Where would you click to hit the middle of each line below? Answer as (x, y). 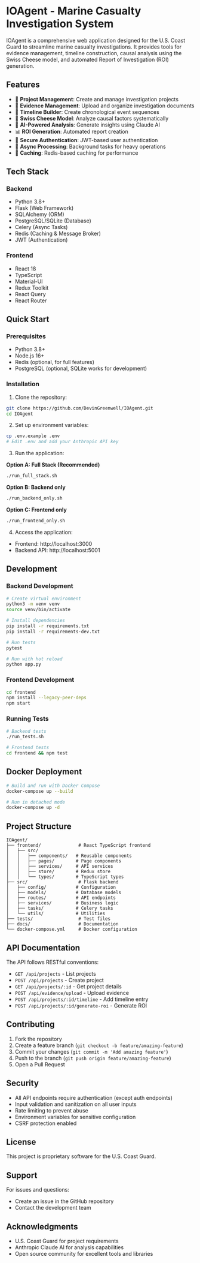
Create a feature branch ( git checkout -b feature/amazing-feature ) (99, 1045)
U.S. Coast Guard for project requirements (67, 1241)
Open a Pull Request (40, 1064)
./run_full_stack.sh (32, 476)
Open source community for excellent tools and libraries (84, 1254)
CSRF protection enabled (46, 1123)
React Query (30, 294)
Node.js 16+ (30, 356)
